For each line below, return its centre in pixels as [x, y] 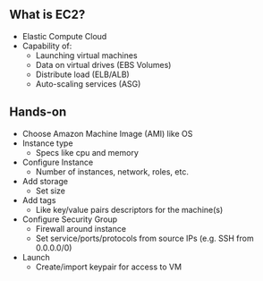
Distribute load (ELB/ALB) [82, 74]
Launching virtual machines [86, 55]
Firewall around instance [81, 228]
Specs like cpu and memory [87, 152]
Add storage [45, 181]
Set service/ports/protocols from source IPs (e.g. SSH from [144, 238]
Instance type [47, 143]
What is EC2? [47, 15]
